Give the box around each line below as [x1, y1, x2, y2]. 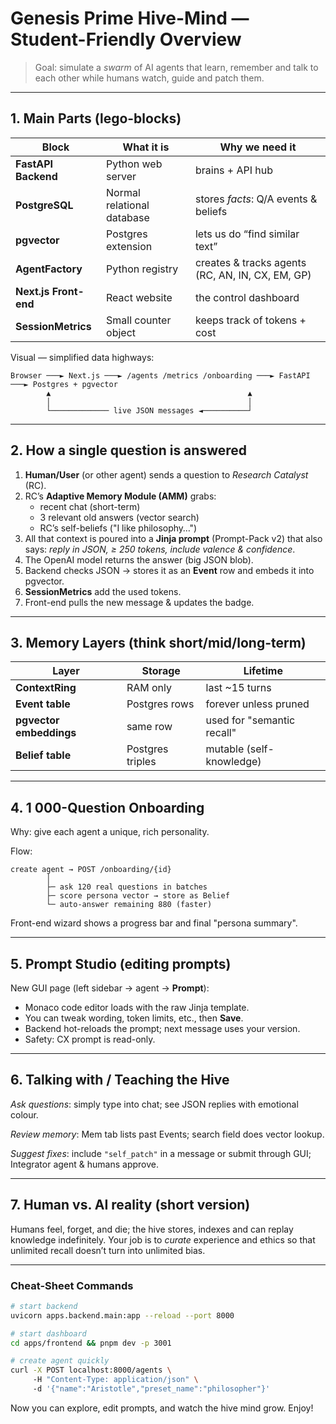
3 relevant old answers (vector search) [39, 511, 200, 523]
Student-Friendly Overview [10, 28, 242, 51]
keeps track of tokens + [194, 313, 307, 327]
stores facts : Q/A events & [194, 192, 318, 206]
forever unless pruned [205, 697, 310, 711]
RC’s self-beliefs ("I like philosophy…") [39, 522, 198, 534]
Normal [106, 185, 141, 199]
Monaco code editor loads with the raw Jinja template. [24, 1002, 250, 1013]
